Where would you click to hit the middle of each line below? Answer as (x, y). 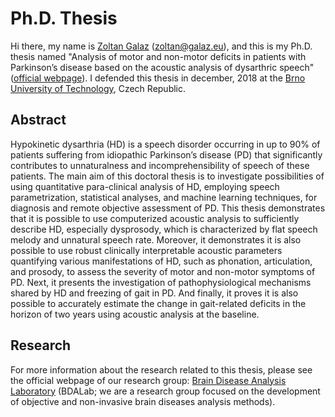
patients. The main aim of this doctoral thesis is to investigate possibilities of (167, 176)
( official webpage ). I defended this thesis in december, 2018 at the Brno (158, 78)
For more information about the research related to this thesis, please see (161, 369)
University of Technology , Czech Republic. (98, 88)
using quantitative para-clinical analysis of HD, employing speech (145, 186)
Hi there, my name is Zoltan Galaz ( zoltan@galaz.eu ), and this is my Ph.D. (161, 46)
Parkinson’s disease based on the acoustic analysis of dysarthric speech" (162, 67)
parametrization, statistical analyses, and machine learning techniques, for (164, 197)
